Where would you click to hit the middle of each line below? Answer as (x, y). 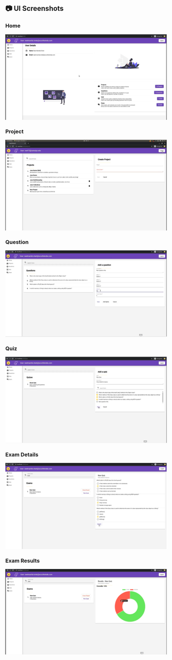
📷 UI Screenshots (35, 8)
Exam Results (23, 561)
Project (15, 131)
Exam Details (22, 455)
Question (17, 242)
